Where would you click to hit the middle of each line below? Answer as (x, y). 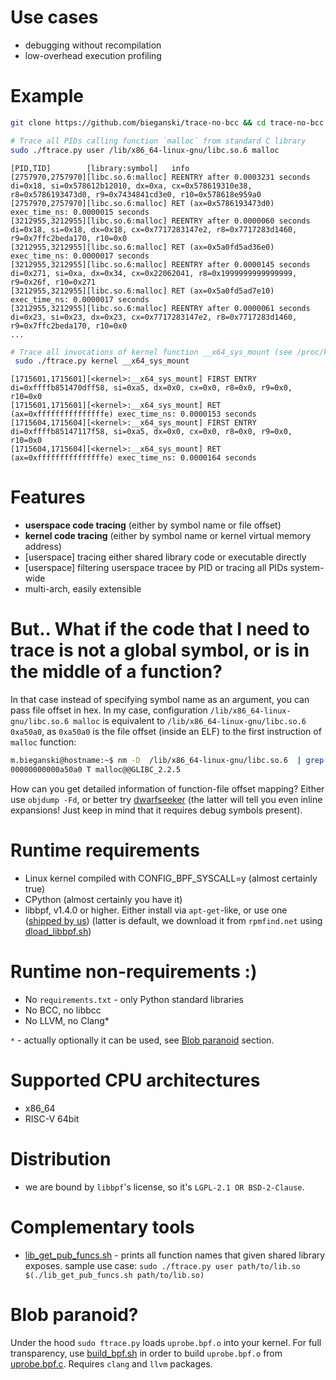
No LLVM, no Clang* (67, 1020)
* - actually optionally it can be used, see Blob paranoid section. (142, 1040)
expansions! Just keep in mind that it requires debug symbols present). (156, 810)
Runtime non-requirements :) (134, 972)
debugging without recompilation (93, 45)
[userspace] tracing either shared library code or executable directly (165, 557)
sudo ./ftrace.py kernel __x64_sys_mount (102, 361)
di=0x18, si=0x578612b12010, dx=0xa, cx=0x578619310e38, (131, 186)
